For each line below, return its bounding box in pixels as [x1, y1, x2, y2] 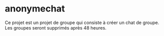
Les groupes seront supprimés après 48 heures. [5, 24, 107, 30]
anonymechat [5, 3, 65, 14]
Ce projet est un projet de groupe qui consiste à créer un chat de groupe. [5, 19, 159, 25]
